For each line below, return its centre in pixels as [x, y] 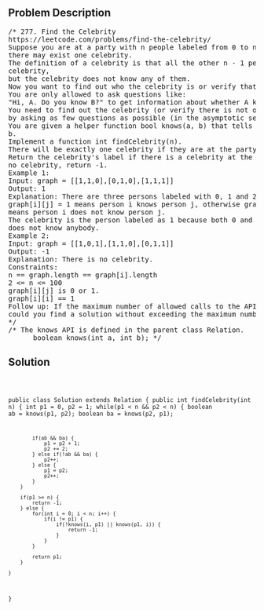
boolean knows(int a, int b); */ [97, 338]
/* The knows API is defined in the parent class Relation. [126, 330]
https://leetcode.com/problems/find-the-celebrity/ [110, 39]
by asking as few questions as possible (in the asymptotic [126, 118]
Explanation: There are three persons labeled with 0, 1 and [128, 196]
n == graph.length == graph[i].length [83, 275]
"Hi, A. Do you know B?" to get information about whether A [128, 102]
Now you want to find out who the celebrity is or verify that [132, 86]
